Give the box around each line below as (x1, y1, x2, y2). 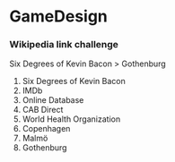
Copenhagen (22, 124, 71, 134)
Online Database (22, 95, 84, 106)
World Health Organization (22, 114, 121, 124)
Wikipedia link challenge (9, 38, 119, 51)
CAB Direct (22, 105, 64, 115)
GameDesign (9, 6, 108, 27)
